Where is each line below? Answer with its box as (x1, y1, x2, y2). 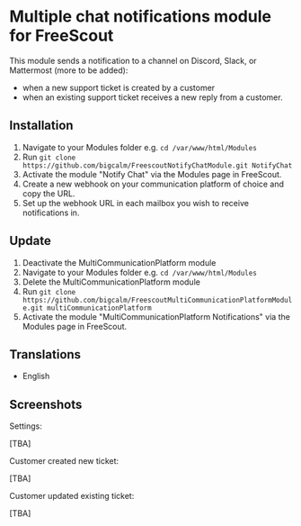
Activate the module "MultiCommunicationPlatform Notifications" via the (22, 311, 290, 322)
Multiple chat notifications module (9, 6, 272, 27)
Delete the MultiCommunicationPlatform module (22, 277, 200, 287)
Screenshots (9, 396, 83, 412)
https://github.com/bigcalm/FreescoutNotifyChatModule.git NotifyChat (22, 160, 293, 170)
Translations (9, 347, 82, 362)
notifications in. (22, 207, 80, 218)
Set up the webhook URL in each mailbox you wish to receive (22, 197, 250, 208)
